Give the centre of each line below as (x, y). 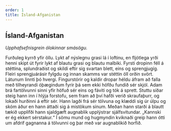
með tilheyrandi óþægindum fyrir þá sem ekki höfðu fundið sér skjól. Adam (84, 85)
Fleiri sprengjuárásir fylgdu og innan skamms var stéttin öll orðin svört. (79, 74)
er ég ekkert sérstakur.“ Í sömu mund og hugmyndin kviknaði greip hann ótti (85, 118)
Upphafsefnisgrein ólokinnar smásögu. (46, 48)
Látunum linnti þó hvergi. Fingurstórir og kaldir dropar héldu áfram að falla (83, 79)
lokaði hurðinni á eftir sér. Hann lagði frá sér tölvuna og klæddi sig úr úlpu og (86, 101)
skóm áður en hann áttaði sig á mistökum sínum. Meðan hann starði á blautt (85, 107)
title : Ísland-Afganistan (33, 15)
